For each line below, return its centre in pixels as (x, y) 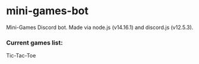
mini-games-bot (48, 11)
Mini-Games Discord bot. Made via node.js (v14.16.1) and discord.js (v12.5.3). (100, 27)
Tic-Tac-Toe (21, 56)
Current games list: (35, 43)
